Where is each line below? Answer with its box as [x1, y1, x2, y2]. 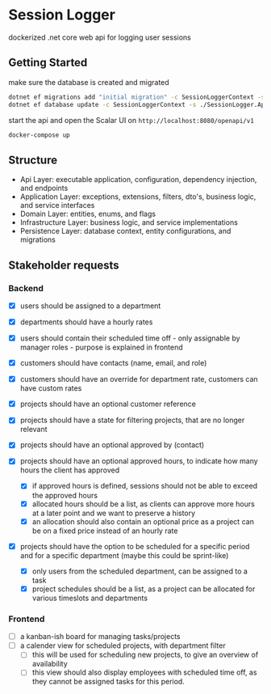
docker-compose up [8, 131, 70, 139]
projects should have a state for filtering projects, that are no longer [19, 415, 245, 425]
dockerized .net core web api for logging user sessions [8, 32, 191, 42]
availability [31, 659, 69, 669]
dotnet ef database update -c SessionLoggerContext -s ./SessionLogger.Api [8, 100, 269, 108]
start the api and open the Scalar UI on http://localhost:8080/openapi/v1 [8, 115, 254, 125]
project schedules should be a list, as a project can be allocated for [31, 584, 256, 594]
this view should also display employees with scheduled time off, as [31, 667, 257, 677]
